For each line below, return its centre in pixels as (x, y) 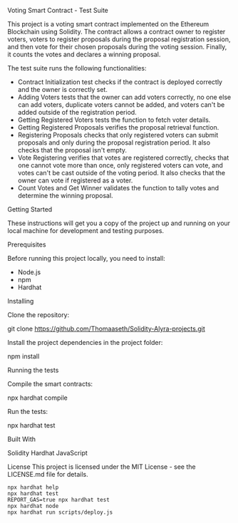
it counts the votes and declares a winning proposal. (84, 54)
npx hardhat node (33, 506)
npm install (24, 356)
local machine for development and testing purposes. (86, 231)
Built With (21, 439)
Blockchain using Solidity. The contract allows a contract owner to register (117, 32)
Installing (21, 301)
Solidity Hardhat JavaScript (47, 453)
